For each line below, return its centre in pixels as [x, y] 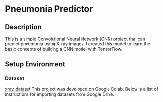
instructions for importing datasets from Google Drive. [60, 94]
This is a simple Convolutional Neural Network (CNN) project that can [75, 39]
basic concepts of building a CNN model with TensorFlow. [64, 49]
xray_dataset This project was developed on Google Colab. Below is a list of [82, 89]
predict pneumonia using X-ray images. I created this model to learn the [78, 44]
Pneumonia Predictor [49, 9]
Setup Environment [35, 64]
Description [23, 27]
